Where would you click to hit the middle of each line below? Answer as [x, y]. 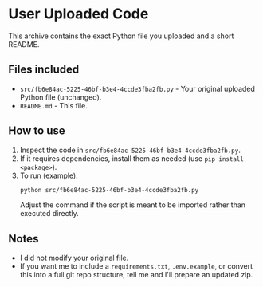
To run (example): [49, 175]
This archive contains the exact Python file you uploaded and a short [121, 36]
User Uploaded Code [79, 14]
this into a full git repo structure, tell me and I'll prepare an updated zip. [136, 275]
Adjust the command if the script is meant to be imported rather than [132, 205]
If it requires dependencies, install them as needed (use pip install [132, 158]
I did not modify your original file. [74, 258]
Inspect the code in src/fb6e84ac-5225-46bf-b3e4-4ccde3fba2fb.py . [130, 150]
